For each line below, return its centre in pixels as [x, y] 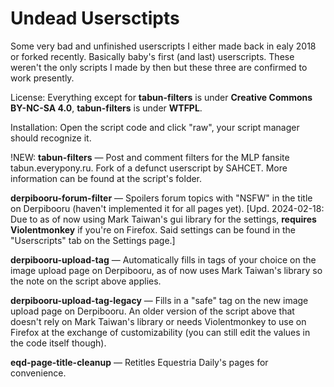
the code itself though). [58, 343]
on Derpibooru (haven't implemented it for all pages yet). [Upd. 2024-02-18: [167, 208]
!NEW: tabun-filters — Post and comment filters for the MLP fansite [150, 157]
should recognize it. [51, 138]
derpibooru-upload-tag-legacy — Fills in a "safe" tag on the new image [159, 300]
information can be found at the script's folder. [106, 178]
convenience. [38, 373]
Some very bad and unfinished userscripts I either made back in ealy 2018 [163, 46]
